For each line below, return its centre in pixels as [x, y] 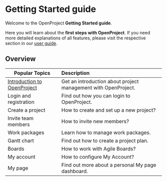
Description [76, 73]
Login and [19, 96]
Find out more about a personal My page [109, 165]
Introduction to [25, 81]
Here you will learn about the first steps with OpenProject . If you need [78, 32]
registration [21, 102]
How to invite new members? [95, 121]
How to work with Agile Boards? [98, 149]
